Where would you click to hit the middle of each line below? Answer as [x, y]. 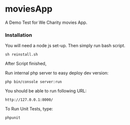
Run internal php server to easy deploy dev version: [57, 73]
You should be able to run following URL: [46, 91]
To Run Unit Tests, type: [29, 109]
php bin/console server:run [34, 82]
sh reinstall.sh [21, 54]
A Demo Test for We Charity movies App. [46, 22]
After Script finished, [26, 64]
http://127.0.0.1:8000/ [29, 100]
